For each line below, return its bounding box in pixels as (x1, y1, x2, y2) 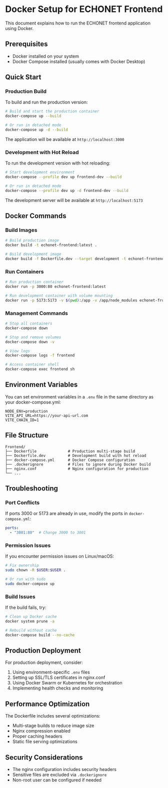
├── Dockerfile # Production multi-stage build (5, 448, 135, 453)
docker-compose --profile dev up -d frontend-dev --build (5, 188, 128, 193)
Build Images (5, 226, 37, 233)
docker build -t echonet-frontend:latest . (5, 242, 97, 248)
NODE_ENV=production (5, 408, 48, 413)
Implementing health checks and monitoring (12, 685, 103, 691)
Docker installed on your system (12, 53, 79, 59)
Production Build (5, 88, 46, 95)
